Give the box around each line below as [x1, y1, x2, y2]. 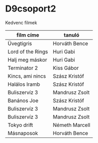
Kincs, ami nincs [7, 72, 46, 79]
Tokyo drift [7, 121, 33, 128]
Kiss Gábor [52, 64, 79, 71]
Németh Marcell [52, 121, 90, 128]
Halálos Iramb [7, 81, 40, 88]
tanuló [63, 31, 79, 38]
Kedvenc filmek [5, 20, 37, 26]
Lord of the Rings [7, 48, 48, 55]
